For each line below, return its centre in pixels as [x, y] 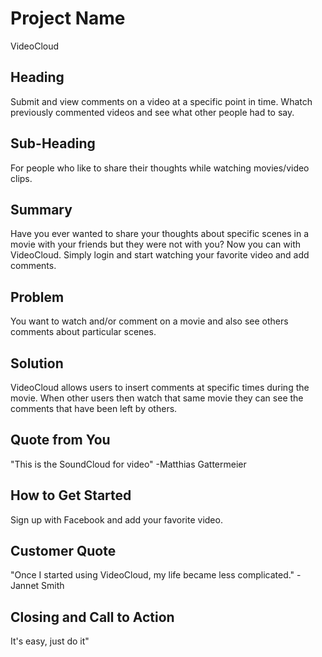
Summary [41, 209]
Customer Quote [63, 551]
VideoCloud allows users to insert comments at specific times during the [160, 387]
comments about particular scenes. [83, 332]
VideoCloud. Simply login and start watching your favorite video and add [160, 255]
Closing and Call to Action [92, 617]
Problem [37, 297]
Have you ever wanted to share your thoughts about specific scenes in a [160, 234]
